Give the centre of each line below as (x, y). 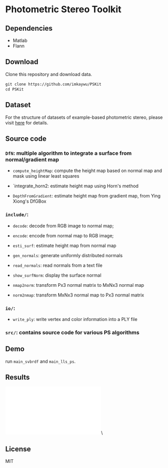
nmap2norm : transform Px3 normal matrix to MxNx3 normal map (78, 285)
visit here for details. (27, 122)
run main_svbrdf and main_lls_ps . (40, 361)
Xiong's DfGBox (30, 201)
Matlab (20, 40)
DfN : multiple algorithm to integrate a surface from (68, 153)
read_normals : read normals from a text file (57, 265)
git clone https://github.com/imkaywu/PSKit (53, 84)
